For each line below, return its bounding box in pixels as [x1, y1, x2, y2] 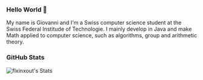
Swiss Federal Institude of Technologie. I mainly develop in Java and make [6, 25, 192, 32]
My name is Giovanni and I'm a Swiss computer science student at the [6, 19, 182, 26]
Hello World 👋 [6, 5, 47, 14]
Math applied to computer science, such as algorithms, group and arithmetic [6, 32, 198, 39]
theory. [6, 38, 24, 46]
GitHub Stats [6, 54, 45, 62]
